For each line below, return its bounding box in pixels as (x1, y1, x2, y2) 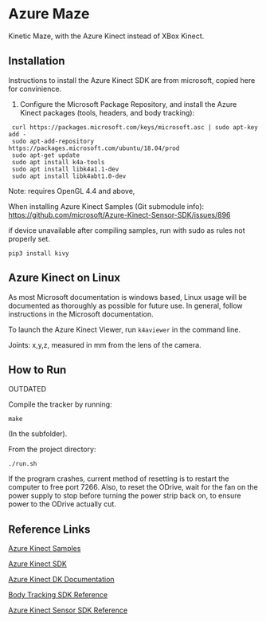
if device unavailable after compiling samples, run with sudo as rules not (8, 225, 245, 235)
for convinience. (8, 84, 62, 93)
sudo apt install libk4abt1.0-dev (11, 172, 127, 180)
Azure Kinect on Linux (8, 271, 121, 285)
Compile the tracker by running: (8, 400, 113, 409)
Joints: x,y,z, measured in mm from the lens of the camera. (8, 340, 201, 349)
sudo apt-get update (11, 151, 80, 159)
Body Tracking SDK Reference (8, 590, 108, 600)
